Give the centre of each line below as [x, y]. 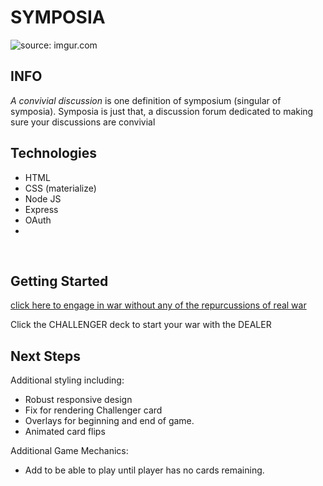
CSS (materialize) [60, 188]
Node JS [43, 198]
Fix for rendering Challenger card [93, 410]
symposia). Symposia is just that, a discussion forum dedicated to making [162, 111]
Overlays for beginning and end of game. [109, 421]
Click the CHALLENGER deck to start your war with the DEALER [141, 325]
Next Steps [45, 356]
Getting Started [59, 281]
